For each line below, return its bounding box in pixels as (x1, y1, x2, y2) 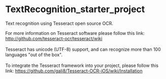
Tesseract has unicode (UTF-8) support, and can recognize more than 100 (5, 46, 161, 52)
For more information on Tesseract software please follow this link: (5, 30, 145, 36)
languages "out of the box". (5, 52, 63, 58)
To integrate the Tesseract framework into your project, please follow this (5, 62, 159, 68)
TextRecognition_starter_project (5, 4, 145, 15)
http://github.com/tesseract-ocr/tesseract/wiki (5, 35, 103, 42)
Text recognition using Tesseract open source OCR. (5, 20, 113, 26)
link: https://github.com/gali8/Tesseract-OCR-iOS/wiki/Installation (5, 67, 143, 74)
